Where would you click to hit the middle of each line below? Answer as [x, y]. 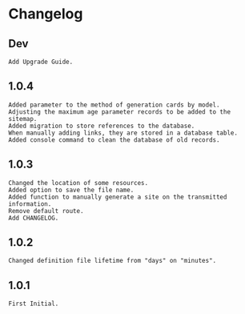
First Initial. [34, 304]
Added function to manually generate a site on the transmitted [118, 197]
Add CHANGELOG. [34, 218]
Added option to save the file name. [71, 190]
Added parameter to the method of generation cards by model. [114, 105]
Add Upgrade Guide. [41, 62]
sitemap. [23, 119]
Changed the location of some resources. [78, 183]
